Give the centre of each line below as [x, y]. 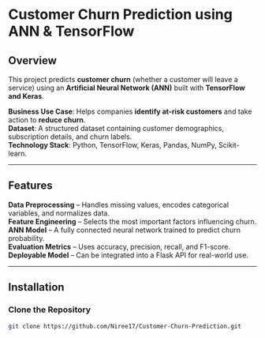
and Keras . [26, 96]
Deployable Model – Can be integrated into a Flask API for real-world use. [128, 255]
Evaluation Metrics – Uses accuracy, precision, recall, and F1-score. [119, 246]
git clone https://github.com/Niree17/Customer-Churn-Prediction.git [125, 326]
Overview [33, 60]
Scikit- [229, 145]
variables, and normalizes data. [59, 213]
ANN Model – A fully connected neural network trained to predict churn [124, 230]
